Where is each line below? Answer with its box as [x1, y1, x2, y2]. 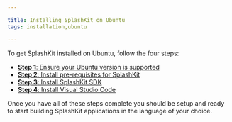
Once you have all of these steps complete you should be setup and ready [7, 99, 225, 107]
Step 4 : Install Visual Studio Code [17, 85, 116, 94]
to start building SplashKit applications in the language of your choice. [7, 106, 213, 115]
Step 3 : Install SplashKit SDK [17, 77, 102, 86]
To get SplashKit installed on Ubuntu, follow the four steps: [7, 49, 179, 57]
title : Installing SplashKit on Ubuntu [7, 16, 126, 23]
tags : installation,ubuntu [7, 23, 87, 30]
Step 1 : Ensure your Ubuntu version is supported [17, 62, 160, 71]
